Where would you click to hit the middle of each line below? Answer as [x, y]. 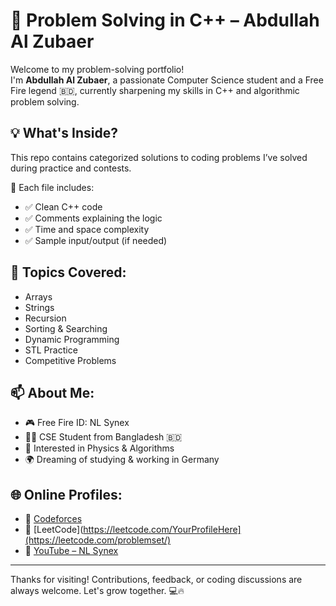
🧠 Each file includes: [52, 187]
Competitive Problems [70, 360]
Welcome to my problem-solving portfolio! [97, 69]
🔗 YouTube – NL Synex [71, 551]
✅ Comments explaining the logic [93, 218]
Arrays [38, 296]
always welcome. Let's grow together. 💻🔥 [97, 591]
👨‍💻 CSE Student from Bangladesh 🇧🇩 [103, 437]
